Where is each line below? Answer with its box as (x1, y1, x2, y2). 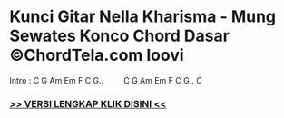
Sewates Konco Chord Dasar (9, 25, 230, 46)
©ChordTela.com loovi (9, 45, 184, 65)
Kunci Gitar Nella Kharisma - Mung (9, 6, 277, 27)
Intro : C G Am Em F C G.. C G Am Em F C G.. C (9, 74, 202, 85)
